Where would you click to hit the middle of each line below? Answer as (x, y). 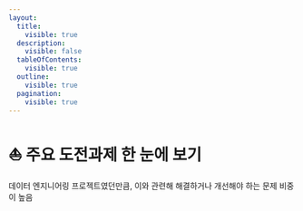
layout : (23, 18)
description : (41, 43)
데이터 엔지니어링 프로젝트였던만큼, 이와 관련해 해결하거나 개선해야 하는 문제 (143, 186)
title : (29, 26)
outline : (33, 77)
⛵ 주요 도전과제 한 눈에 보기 (105, 154)
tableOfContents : (49, 60)
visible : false (54, 52)
